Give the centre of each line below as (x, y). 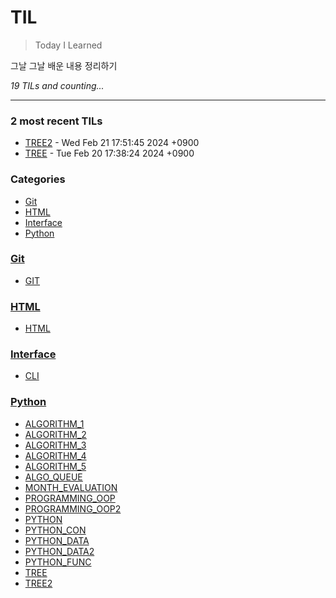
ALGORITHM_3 (55, 445)
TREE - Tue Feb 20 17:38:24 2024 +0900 (109, 153)
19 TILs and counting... (57, 85)
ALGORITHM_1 (54, 423)
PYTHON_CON (55, 530)
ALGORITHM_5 (55, 466)
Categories (38, 179)
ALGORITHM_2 (55, 434)
